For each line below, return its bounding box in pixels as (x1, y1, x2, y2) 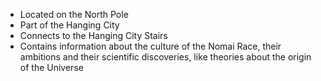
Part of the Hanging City (19, 19, 120, 31)
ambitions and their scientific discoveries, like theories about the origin (19, 51, 312, 63)
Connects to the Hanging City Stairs (19, 30, 168, 41)
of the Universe (19, 62, 84, 73)
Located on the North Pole (19, 9, 129, 20)
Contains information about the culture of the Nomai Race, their (19, 40, 282, 52)
